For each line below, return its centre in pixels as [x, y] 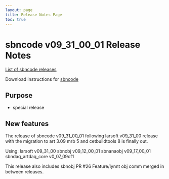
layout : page [19, 10]
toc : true [16, 19]
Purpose [19, 95]
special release [28, 108]
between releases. [25, 171]
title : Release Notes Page [34, 15]
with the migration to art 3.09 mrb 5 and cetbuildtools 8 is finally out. [77, 141]
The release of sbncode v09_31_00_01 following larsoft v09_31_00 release [82, 136]
